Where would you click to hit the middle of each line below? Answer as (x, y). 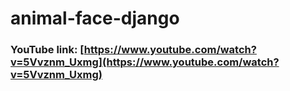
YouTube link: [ (47, 50)
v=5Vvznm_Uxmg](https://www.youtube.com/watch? (145, 62)
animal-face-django (95, 18)
